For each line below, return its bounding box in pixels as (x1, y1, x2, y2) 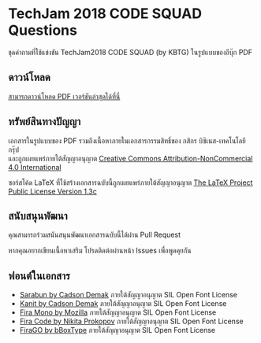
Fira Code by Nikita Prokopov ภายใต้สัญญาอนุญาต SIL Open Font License (19, 316, 244, 326)
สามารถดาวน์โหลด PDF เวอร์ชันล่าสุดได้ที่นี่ (8, 91, 121, 101)
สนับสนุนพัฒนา (8, 209, 69, 223)
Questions (8, 21, 77, 39)
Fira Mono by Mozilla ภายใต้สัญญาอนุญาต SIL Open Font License (19, 308, 217, 317)
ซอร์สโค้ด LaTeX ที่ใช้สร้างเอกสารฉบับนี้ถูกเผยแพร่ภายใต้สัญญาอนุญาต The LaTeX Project (8, 178, 253, 187)
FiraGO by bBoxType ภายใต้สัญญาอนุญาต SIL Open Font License (19, 326, 215, 335)
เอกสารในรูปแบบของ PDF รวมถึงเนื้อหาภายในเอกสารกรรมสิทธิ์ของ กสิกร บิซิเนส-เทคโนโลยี (8, 135, 246, 146)
